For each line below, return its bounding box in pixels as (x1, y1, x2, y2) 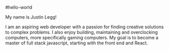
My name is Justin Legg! (5, 14, 57, 20)
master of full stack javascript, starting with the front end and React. (5, 40, 148, 46)
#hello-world (5, 5, 32, 10)
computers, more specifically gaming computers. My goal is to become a (5, 35, 159, 40)
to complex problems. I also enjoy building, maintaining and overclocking (5, 29, 158, 35)
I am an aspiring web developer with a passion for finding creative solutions (5, 24, 164, 30)
